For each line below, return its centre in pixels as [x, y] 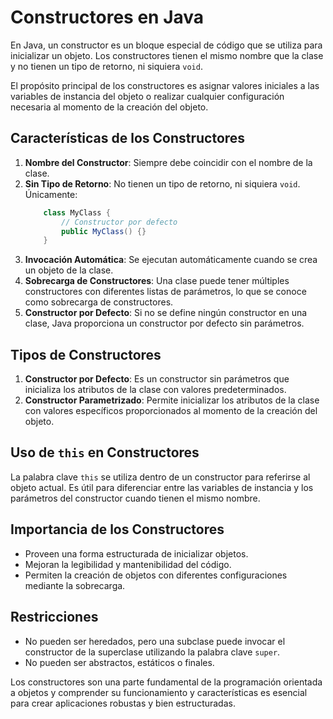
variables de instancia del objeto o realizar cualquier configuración [147, 96]
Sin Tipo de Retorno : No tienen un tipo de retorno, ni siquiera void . [162, 183]
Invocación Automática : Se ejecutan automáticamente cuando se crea [171, 260]
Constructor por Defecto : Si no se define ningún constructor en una [166, 313]
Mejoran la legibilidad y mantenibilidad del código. [128, 564]
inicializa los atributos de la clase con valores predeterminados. [155, 390]
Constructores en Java [107, 17]
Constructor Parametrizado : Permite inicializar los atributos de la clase [172, 400]
